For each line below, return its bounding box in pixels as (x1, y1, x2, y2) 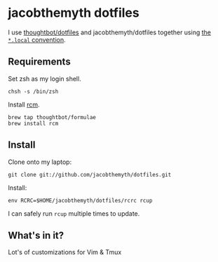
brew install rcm (8, 120, 59, 127)
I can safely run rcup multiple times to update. (8, 209, 140, 218)
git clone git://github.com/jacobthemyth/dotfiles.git (8, 171, 172, 178)
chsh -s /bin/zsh (8, 88, 59, 95)
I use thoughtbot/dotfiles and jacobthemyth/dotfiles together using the (8, 28, 211, 36)
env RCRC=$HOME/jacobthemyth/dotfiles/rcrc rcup (8, 197, 153, 204)
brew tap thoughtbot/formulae (8, 113, 97, 120)
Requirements (8, 56, 71, 68)
